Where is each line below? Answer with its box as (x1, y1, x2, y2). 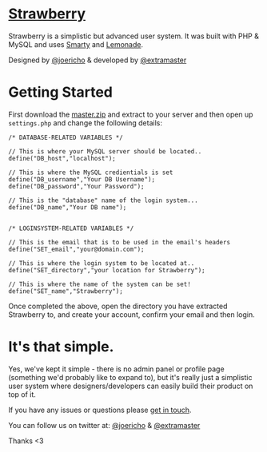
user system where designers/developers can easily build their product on (8, 381, 253, 391)
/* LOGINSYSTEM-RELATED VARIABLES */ (8, 224, 134, 232)
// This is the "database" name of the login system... (8, 196, 198, 204)
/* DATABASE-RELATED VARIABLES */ (8, 133, 124, 141)
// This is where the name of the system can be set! (8, 280, 192, 288)
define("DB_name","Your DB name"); (8, 203, 127, 212)
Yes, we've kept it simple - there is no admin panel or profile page (8, 364, 225, 374)
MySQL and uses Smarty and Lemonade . (8, 39, 144, 49)
